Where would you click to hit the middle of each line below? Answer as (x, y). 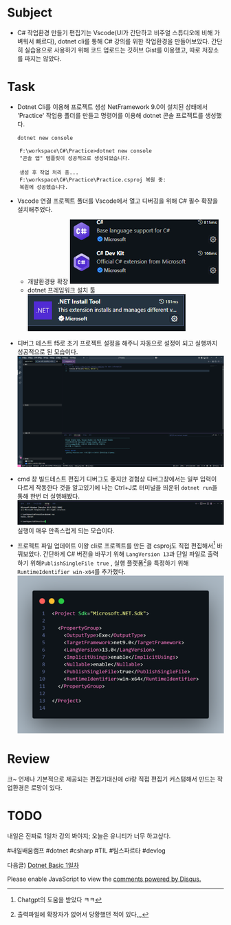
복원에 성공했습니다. (44, 187)
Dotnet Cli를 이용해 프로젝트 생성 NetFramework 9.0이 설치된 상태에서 (112, 107)
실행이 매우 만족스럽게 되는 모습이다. (66, 530)
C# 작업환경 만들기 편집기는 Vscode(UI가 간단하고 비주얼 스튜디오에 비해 (115, 32)
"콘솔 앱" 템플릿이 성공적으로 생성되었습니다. (75, 158)
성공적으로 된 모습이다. (47, 351)
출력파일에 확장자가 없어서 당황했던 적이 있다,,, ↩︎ (83, 914)
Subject (30, 13)
